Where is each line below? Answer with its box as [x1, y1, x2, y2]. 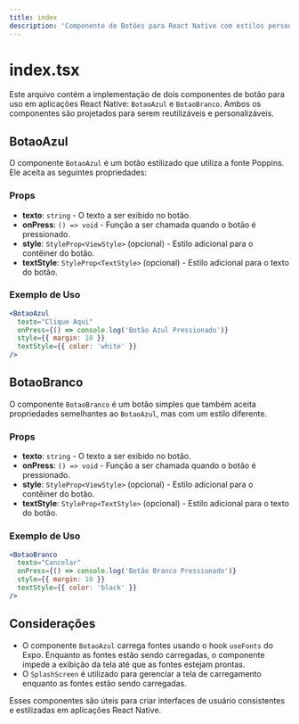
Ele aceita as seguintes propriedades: [9, 167, 148, 178]
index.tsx [9, 60, 80, 80]
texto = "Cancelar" [17, 558, 82, 567]
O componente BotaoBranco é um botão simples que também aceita [9, 399, 256, 409]
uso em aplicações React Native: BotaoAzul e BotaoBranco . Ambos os [9, 99, 262, 110]
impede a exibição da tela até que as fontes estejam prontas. [21, 659, 246, 670]
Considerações [9, 616, 96, 631]
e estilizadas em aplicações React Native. [9, 704, 162, 715]
